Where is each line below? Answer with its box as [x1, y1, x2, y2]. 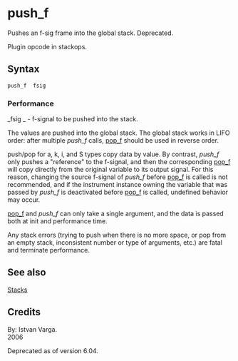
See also [7, 266, 46, 279]
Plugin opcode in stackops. [7, 42, 88, 51]
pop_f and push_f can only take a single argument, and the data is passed [7, 209, 224, 218]
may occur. [7, 195, 41, 204]
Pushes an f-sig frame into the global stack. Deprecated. [7, 29, 174, 37]
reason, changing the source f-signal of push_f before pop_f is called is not [7, 173, 228, 181]
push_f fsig [7, 82, 46, 89]
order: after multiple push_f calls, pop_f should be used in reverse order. [7, 136, 219, 145]
